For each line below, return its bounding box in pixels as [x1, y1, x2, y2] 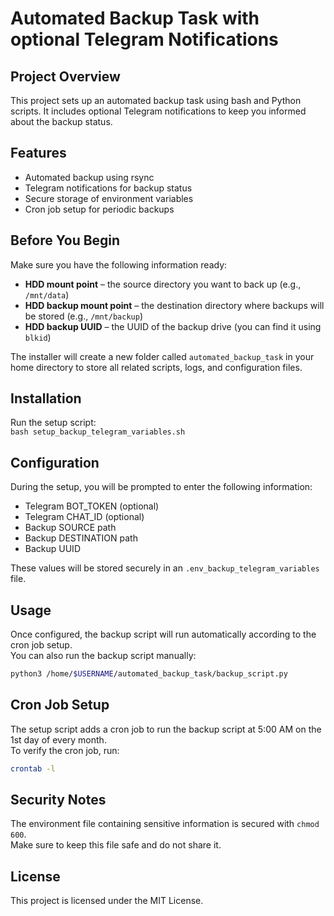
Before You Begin [10, 232, 121, 249]
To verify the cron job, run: [10, 744, 120, 756]
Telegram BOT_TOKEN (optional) [24, 500, 160, 512]
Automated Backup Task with [10, 7, 260, 30]
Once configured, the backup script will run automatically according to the [10, 628, 317, 641]
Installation [10, 390, 82, 407]
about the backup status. [10, 116, 113, 127]
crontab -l [10, 763, 56, 774]
